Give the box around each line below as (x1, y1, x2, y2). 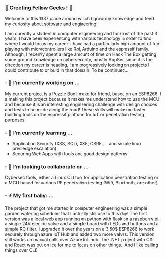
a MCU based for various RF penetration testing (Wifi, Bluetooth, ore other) (5, 180, 158, 185)
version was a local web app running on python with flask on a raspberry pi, (5, 216, 160, 221)
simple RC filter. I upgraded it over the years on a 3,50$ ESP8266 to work (5, 226, 155, 232)
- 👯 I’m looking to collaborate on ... (5, 163, 89, 170)
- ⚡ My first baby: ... (5, 192, 54, 199)
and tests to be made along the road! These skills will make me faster (5, 106, 146, 112)
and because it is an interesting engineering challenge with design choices (5, 101, 157, 107)
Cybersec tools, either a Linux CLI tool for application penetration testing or (5, 175, 159, 181)
